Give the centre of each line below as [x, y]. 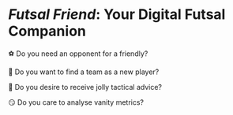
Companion [47, 31]
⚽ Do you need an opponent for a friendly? [78, 54]
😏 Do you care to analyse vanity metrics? [76, 102]
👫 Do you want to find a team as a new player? [84, 72]
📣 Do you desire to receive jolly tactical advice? [85, 87]
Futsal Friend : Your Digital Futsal [117, 15]
